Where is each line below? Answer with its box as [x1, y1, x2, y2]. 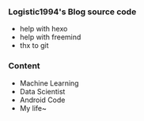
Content [8, 60, 41, 71]
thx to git [19, 41, 49, 50]
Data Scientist [19, 86, 66, 96]
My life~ [19, 103, 47, 112]
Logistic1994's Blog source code [8, 6, 137, 17]
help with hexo [19, 24, 68, 34]
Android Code [19, 95, 66, 104]
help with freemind [19, 32, 81, 42]
